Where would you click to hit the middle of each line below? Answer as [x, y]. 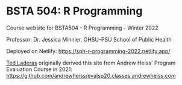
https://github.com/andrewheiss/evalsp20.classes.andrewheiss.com [91, 75]
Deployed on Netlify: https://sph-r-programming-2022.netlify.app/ [88, 51]
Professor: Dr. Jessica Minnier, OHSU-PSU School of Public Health [89, 39]
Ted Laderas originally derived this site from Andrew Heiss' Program [91, 63]
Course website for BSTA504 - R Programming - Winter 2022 [82, 28]
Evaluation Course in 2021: [39, 69]
